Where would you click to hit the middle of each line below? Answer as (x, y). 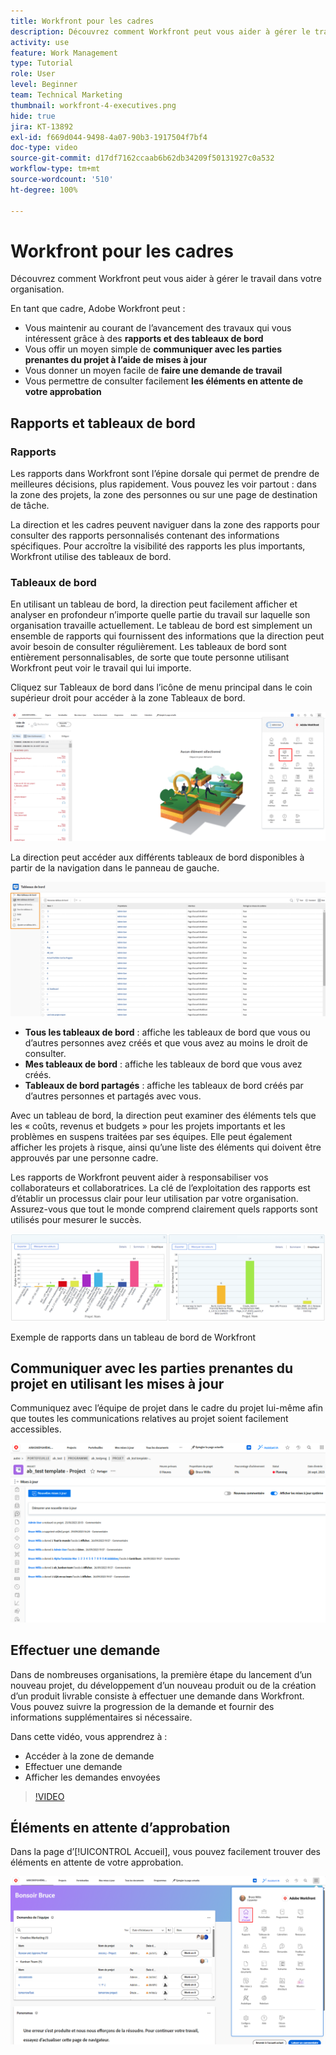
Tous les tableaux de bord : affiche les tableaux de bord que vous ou (167, 1032)
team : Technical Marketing (66, 95)
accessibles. (36, 1429)
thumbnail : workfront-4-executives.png (93, 105)
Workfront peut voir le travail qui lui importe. (101, 668)
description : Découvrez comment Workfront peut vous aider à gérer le (160, 31)
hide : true (33, 116)
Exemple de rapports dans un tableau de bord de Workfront (133, 1337)
